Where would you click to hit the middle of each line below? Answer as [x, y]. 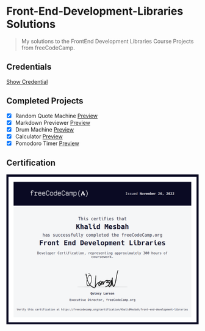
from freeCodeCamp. [48, 48]
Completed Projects [45, 101]
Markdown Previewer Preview [52, 122]
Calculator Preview [39, 136]
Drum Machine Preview [45, 129]
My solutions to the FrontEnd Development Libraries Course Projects [107, 41]
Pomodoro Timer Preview [47, 143]
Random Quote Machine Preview [56, 116]
